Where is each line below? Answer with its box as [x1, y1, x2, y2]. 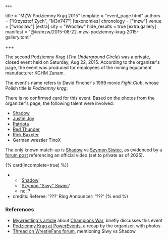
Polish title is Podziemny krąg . [5, 85, 68, 91]
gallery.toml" [5, 34, 32, 40]
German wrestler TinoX [12, 137, 61, 143]
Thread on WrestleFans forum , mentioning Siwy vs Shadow [12, 228, 136, 234]
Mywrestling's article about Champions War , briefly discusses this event [12, 217, 163, 224]
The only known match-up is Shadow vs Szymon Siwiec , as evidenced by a [5, 147, 162, 153]
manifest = [5, 29, 28, 34]
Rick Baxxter [12, 132, 39, 138]
